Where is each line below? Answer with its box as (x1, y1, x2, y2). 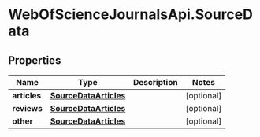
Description (132, 77, 179, 87)
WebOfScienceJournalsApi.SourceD (8, 6, 254, 24)
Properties (8, 54, 61, 67)
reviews (12, 103, 43, 113)
